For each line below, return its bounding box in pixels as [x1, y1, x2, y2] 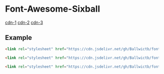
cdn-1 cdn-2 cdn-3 [5, 19, 43, 25]
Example [5, 34, 32, 42]
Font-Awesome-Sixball [5, 3, 100, 15]
